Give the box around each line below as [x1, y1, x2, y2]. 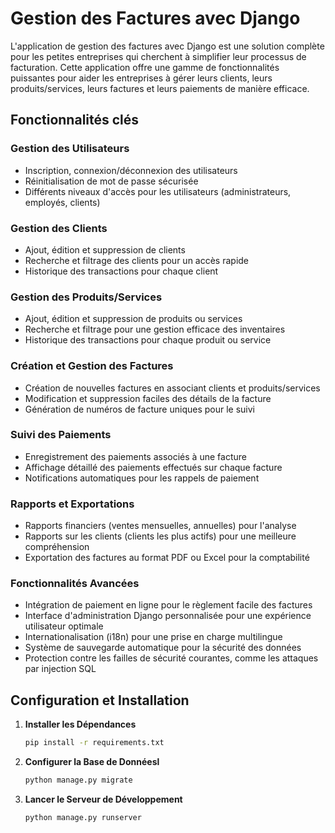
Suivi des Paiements [10, 428, 112, 442]
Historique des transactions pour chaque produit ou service [24, 334, 272, 346]
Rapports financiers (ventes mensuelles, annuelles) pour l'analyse [24, 520, 297, 532]
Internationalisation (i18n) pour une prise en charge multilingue [24, 631, 283, 643]
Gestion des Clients [10, 221, 108, 235]
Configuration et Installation [10, 692, 190, 709]
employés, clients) [24, 196, 101, 208]
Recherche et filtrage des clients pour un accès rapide [24, 254, 250, 266]
